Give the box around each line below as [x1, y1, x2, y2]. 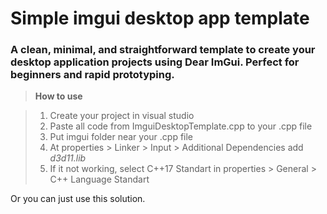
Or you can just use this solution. [10, 193, 146, 205]
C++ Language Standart [49, 173, 150, 186]
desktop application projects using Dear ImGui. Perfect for [10, 55, 300, 69]
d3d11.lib [49, 152, 87, 164]
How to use [34, 90, 83, 102]
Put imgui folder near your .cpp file [49, 131, 194, 143]
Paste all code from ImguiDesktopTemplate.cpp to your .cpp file [49, 120, 313, 132]
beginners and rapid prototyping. [10, 68, 175, 82]
